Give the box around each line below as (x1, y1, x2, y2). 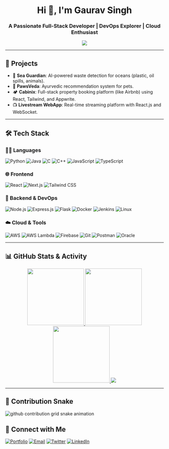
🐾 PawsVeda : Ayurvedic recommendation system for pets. (12, 83, 134, 90)
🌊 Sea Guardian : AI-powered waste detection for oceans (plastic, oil (12, 72, 154, 79)
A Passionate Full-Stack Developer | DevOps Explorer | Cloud (8, 23, 161, 30)
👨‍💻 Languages (5, 146, 41, 154)
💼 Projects (5, 59, 38, 67)
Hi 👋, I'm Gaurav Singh (37, 5, 132, 16)
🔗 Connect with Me (5, 425, 66, 433)
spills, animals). (12, 78, 45, 84)
